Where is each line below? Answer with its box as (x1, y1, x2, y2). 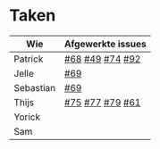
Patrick (13, 53, 44, 65)
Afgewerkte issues (63, 37, 147, 50)
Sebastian (13, 81, 56, 94)
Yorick (13, 111, 41, 123)
